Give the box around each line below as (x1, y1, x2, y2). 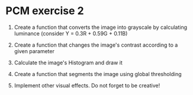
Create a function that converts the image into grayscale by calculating (14, 24, 188, 31)
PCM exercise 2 (5, 4, 84, 18)
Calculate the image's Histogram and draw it (14, 59, 123, 66)
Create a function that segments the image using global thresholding (14, 70, 182, 77)
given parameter (14, 47, 54, 54)
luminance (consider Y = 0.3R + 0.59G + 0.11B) (14, 30, 128, 37)
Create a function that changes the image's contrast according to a (14, 41, 178, 48)
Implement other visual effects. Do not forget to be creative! (14, 81, 160, 89)
